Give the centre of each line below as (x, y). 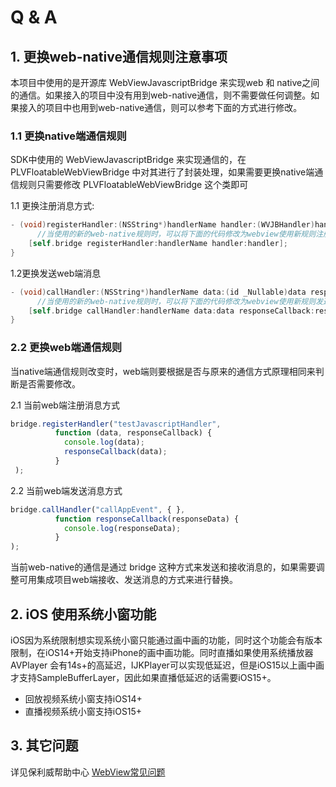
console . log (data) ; (104, 442)
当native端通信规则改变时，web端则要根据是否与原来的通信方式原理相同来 (163, 371)
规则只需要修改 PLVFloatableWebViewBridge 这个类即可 (133, 185)
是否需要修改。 (49, 383)
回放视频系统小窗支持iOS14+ (83, 699)
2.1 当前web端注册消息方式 (65, 405)
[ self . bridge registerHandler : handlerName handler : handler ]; (158, 244)
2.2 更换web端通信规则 (66, 348)
